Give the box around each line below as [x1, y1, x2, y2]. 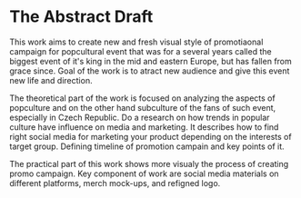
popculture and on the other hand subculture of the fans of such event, [9, 102, 276, 113]
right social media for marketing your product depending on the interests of [9, 131, 293, 142]
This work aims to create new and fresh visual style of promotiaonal [9, 36, 264, 47]
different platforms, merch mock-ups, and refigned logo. [9, 177, 221, 188]
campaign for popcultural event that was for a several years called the [9, 45, 272, 56]
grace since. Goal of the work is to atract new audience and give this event [9, 65, 290, 76]
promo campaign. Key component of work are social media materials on [9, 168, 279, 179]
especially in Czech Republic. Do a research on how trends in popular [9, 112, 270, 123]
